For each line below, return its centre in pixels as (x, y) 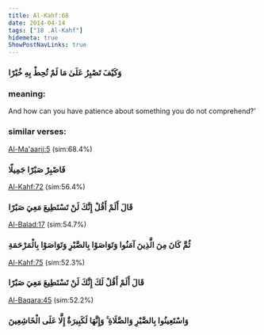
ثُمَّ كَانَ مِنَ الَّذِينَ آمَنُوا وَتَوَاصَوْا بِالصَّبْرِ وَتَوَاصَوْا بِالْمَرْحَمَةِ (99, 245)
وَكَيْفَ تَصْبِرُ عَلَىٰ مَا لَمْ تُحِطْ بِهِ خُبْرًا (65, 73)
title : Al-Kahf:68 (38, 15)
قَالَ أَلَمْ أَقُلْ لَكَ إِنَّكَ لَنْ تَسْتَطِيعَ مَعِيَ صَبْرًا (76, 283)
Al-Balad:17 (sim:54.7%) (48, 225)
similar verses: (37, 131)
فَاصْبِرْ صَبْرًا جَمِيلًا (37, 169)
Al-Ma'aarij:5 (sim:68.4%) (50, 149)
